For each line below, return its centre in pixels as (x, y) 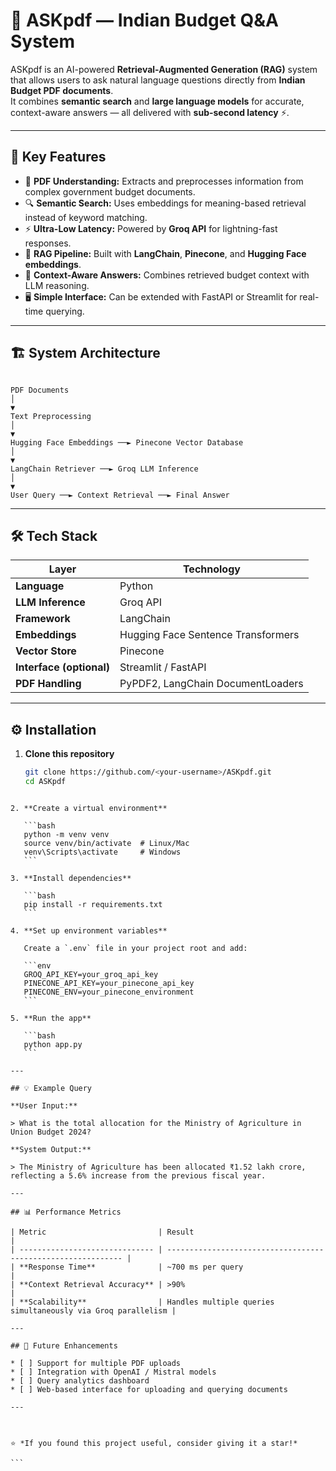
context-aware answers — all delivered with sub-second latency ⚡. (150, 112)
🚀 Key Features (58, 157)
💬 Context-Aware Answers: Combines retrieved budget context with (167, 275)
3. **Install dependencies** (71, 878)
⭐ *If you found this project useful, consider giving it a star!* (154, 1443)
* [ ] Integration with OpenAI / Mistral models (113, 1372)
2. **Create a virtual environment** (89, 808)
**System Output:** (51, 1149)
